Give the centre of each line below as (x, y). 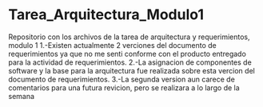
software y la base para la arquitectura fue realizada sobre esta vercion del (132, 70)
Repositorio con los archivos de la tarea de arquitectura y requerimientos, (129, 37)
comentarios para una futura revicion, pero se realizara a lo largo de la (124, 87)
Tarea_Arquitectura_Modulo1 (106, 15)
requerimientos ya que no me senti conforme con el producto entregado (127, 53)
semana (21, 96)
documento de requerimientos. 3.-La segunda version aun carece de (122, 79)
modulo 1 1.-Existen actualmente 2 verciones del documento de (113, 45)
